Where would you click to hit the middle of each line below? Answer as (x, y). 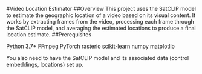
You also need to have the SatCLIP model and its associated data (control (98, 58)
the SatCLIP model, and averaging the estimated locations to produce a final (101, 28)
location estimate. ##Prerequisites (49, 35)
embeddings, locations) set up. (45, 64)
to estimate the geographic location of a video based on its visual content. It (101, 15)
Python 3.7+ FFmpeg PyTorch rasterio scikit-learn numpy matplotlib (91, 46)
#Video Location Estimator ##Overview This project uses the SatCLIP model (101, 9)
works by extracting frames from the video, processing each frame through (100, 22)
